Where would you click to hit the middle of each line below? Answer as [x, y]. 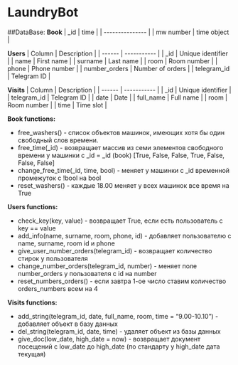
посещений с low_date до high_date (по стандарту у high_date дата [119, 347]
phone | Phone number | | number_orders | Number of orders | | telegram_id [119, 68]
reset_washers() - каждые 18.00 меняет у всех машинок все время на [123, 185]
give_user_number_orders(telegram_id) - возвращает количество [115, 250]
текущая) [32, 354]
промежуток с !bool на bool [59, 178]
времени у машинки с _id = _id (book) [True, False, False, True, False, [121, 155]
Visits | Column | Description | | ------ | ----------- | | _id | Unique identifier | [119, 90]
